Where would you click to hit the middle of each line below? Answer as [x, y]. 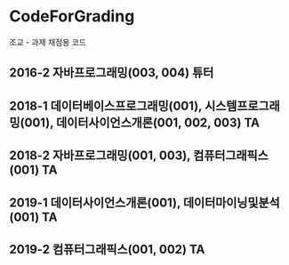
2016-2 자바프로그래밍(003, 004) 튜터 [112, 73]
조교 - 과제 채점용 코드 [48, 42]
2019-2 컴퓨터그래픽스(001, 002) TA [107, 249]
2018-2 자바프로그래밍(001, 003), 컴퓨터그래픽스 [139, 156]
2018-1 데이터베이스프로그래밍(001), [106, 105]
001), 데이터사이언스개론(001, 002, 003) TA [142, 122]
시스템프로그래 [242, 105]
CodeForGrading [72, 16]
